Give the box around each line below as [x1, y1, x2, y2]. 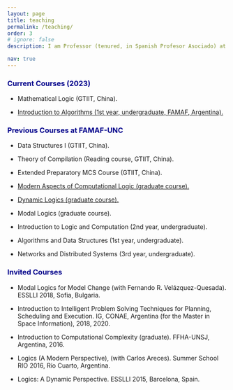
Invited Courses [7, 267, 63, 277]
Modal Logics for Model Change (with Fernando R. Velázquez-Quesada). [17, 283, 227, 291]
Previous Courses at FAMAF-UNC [7, 125, 123, 135]
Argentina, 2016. [17, 340, 65, 349]
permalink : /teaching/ [7, 23, 73, 30]
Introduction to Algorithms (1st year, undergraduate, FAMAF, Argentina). [17, 108, 224, 116]
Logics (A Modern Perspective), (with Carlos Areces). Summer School [17, 354, 219, 362]
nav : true [7, 55, 36, 63]
